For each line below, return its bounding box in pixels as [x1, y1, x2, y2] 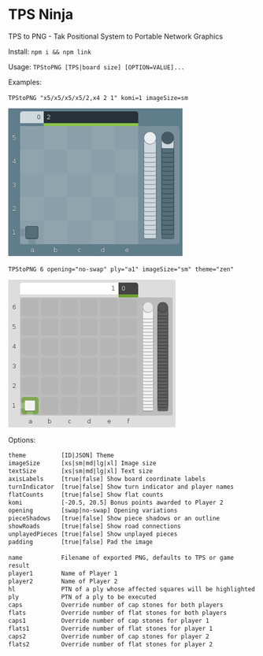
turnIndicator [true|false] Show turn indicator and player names [8, 483, 235, 491]
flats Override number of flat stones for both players [8, 609, 227, 617]
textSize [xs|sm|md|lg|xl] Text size [8, 467, 154, 475]
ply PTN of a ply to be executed [8, 593, 157, 601]
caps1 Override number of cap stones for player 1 [8, 617, 210, 624]
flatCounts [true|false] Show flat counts [8, 491, 164, 498]
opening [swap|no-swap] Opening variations [8, 506, 178, 514]
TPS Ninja [8, 6, 74, 24]
